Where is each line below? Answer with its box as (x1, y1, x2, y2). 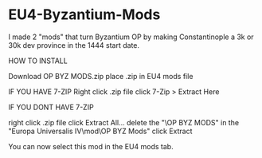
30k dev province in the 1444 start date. (8, 40, 140, 49)
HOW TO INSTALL (8, 56, 68, 65)
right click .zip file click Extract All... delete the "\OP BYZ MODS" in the (8, 117, 240, 127)
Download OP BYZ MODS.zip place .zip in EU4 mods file (8, 71, 194, 81)
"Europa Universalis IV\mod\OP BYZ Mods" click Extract (8, 126, 193, 136)
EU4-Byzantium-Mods (8, 6, 161, 24)
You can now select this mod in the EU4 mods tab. (8, 141, 174, 151)
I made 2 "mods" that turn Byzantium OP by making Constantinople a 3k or (8, 32, 254, 41)
